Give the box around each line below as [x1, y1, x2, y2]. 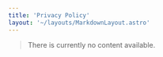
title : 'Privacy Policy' [8, 11, 90, 20]
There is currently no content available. [27, 40, 156, 49]
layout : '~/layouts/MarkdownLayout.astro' [8, 19, 150, 27]
